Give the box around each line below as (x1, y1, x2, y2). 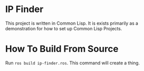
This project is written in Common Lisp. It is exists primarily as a (5, 20, 138, 26)
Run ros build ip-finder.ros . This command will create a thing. (5, 59, 140, 66)
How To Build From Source (5, 43, 119, 55)
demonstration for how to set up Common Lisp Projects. (5, 25, 122, 31)
